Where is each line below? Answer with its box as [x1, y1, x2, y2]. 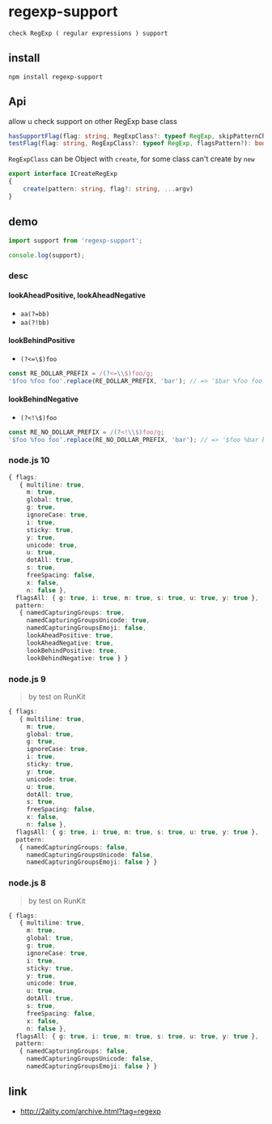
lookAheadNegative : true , [26, 639, 114, 647]
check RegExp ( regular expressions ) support [8, 29, 168, 37]
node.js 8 [8, 877, 46, 889]
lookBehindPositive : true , [26, 646, 117, 654]
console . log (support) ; [8, 251, 85, 260]
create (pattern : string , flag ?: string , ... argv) [23, 185, 194, 193]
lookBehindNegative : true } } [26, 654, 129, 663]
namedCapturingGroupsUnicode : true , [26, 616, 151, 624]
